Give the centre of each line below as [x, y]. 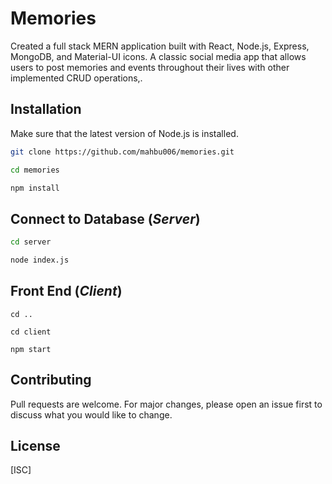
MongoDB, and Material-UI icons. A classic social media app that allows [158, 56]
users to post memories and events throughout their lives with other [150, 67]
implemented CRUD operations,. [76, 78]
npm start [31, 349]
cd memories [35, 170]
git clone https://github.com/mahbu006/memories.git [122, 152]
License [35, 445]
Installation [46, 109]
